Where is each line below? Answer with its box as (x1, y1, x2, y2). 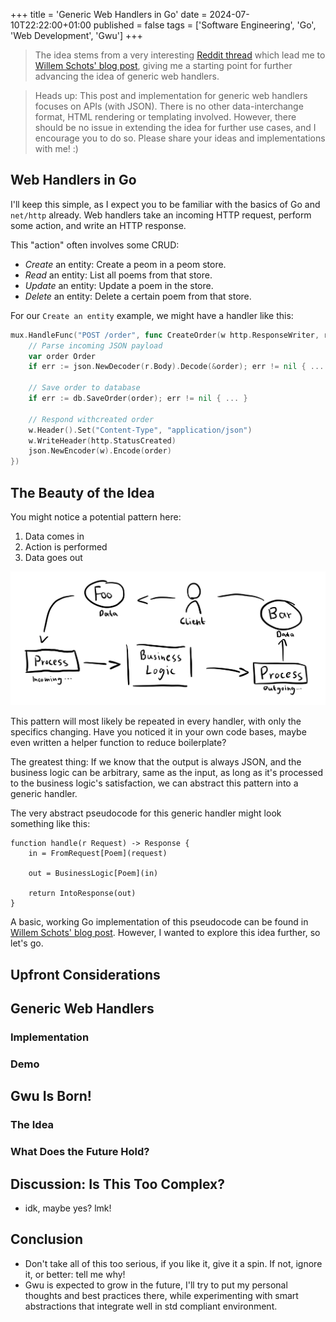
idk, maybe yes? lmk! (24, 1202, 112, 1214)
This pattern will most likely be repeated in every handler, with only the (10, 715, 302, 728)
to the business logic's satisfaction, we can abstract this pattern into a (10, 777, 299, 789)
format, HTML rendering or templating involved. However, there (34, 111, 297, 123)
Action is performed (24, 541, 108, 553)
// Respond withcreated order (28, 414, 155, 424)
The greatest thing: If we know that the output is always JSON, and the (10, 756, 302, 768)
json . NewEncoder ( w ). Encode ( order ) (28, 446, 172, 456)
